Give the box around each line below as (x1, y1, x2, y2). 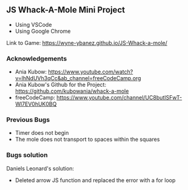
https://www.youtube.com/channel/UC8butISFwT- (56, 94, 183, 101)
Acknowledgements (6, 54, 67, 63)
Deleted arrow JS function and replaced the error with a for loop (15, 176, 176, 184)
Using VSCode (15, 21, 52, 28)
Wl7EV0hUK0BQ (15, 100, 57, 108)
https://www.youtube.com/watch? (48, 68, 133, 75)
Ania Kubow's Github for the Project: (15, 81, 107, 89)
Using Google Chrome (15, 27, 71, 35)
